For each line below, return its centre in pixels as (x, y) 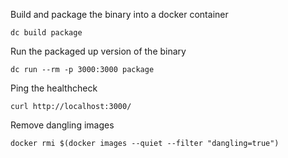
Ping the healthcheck (54, 88)
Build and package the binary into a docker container (119, 14)
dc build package (46, 33)
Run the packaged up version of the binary (98, 51)
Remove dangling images (62, 125)
